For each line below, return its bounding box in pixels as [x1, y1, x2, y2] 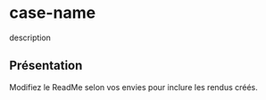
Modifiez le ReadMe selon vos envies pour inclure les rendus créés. [9, 81, 259, 92]
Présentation [9, 58, 83, 73]
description [9, 32, 52, 43]
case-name [9, 3, 96, 23]
